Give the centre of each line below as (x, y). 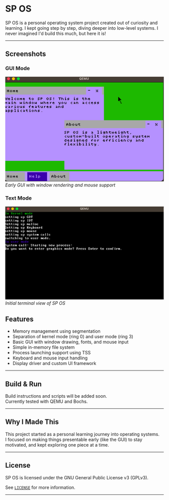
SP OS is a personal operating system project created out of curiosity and (81, 23)
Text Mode (18, 198)
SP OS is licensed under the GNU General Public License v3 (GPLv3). (77, 477)
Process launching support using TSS (52, 353)
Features (19, 319)
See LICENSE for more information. (40, 487)
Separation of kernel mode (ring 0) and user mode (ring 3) (73, 337)
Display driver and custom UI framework (54, 363)
